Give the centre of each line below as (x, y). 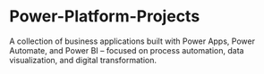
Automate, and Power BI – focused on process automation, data (127, 50)
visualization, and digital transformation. (83, 60)
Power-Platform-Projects (105, 16)
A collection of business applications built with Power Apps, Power (132, 41)
